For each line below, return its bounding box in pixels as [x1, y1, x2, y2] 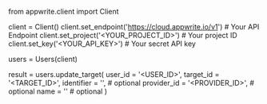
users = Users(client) [8, 55, 78, 64]
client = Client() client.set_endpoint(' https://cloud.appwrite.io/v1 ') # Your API [8, 22, 260, 31]
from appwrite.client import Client [8, 7, 119, 16]
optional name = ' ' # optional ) [8, 87, 108, 96]
